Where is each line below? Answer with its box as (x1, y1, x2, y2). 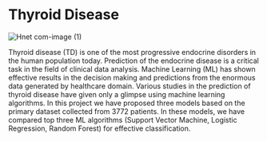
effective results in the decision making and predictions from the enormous (8, 72, 256, 82)
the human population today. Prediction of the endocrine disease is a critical (8, 56, 260, 65)
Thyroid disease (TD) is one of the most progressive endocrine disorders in (8, 47, 257, 57)
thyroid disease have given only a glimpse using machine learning (8, 89, 225, 99)
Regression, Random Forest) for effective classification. (8, 123, 191, 133)
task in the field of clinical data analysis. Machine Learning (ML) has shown (8, 64, 256, 73)
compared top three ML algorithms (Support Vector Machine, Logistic (8, 115, 237, 124)
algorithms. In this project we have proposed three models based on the (8, 98, 245, 108)
